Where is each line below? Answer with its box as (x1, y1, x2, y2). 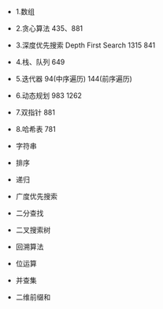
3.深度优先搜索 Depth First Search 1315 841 (15, 40, 156, 50)
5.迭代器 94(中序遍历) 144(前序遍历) (15, 74, 132, 83)
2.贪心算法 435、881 (15, 24, 83, 33)
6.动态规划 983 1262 (15, 91, 83, 100)
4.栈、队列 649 (15, 58, 65, 66)
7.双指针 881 (15, 107, 55, 117)
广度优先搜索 (15, 192, 57, 201)
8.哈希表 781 (15, 125, 57, 134)
